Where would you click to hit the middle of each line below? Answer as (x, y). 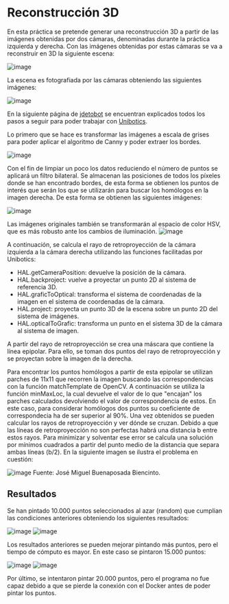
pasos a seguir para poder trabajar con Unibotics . (77, 121)
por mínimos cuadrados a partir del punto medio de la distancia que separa (113, 444)
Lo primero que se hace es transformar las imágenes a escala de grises (108, 134)
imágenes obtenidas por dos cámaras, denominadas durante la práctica (109, 38)
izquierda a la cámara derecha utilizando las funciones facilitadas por (105, 252)
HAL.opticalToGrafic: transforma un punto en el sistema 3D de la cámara (120, 323)
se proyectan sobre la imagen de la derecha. (70, 359)
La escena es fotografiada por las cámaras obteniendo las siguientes (105, 80)
